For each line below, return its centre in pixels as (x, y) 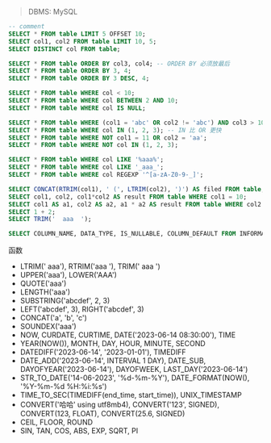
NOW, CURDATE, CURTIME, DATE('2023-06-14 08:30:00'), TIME (128, 335)
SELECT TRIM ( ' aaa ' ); (50, 219)
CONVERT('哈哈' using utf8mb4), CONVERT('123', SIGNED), (120, 405)
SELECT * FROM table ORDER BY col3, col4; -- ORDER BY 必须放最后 (119, 64)
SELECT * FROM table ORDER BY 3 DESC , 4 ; (79, 79)
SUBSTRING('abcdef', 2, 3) (65, 301)
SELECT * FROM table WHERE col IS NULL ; (77, 108)
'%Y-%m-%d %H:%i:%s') (63, 387)
